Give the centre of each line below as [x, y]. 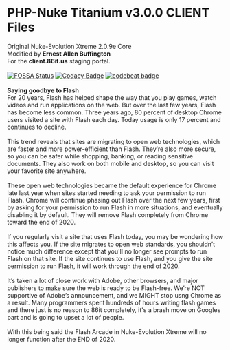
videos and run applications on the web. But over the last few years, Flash [112, 105]
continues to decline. [37, 127]
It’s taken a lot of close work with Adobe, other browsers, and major [103, 280]
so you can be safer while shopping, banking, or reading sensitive [100, 156]
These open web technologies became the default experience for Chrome [112, 185]
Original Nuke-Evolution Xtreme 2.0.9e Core [69, 46]
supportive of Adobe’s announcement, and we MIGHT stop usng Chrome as [114, 295]
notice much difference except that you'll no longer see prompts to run [107, 251]
